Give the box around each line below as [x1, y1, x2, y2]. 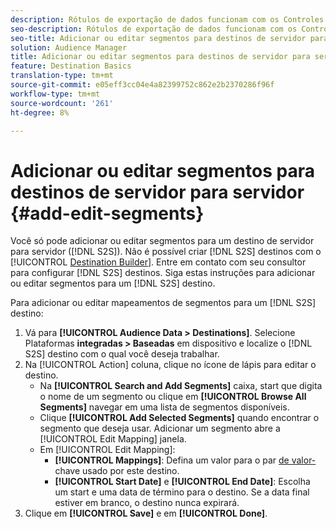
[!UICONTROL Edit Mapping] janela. [39, 433, 187, 445]
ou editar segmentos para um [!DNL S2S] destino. [10, 277, 216, 290]
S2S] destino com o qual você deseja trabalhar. [24, 348, 220, 360]
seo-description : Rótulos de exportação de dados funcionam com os [10, 24, 298, 34]
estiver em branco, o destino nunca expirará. [54, 497, 240, 509]
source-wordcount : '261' [10, 98, 114, 108]
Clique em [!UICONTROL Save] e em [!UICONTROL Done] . [24, 507, 268, 520]
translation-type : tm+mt [10, 71, 114, 81]
